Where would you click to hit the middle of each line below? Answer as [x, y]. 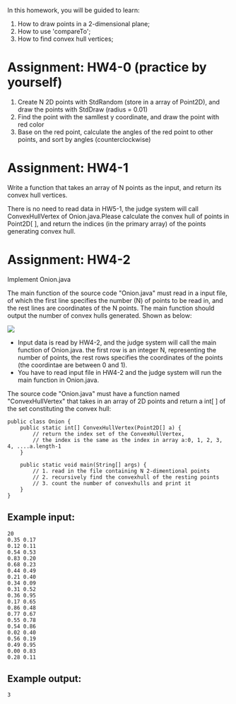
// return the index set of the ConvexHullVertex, [109, 434]
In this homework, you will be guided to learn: [73, 10]
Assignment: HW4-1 [68, 168]
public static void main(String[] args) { [83, 465]
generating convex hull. [41, 231]
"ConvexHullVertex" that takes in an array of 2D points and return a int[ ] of [117, 401]
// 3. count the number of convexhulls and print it [112, 483]
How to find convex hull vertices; [65, 39]
